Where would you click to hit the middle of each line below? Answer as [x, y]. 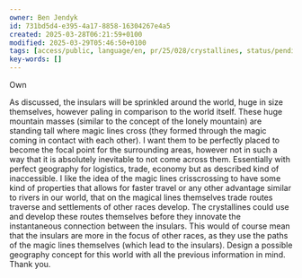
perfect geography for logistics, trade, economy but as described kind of [144, 169]
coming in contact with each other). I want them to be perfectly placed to [145, 140]
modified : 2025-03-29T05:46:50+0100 [78, 43]
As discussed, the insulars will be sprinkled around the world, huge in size [146, 102]
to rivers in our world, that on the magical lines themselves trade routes [141, 197]
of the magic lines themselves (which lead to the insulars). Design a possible [151, 245]
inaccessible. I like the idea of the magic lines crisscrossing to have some [145, 178]
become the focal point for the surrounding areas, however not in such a [143, 150]
